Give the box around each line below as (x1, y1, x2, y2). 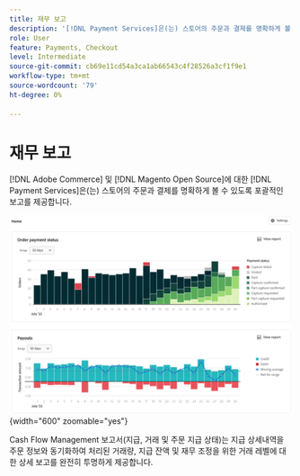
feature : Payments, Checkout (9, 43, 119, 52)
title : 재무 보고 (9, 14, 67, 23)
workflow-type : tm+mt (9, 72, 91, 81)
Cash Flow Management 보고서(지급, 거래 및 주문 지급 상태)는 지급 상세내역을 (9, 434, 285, 445)
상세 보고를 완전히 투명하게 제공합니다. (18, 456, 154, 467)
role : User (9, 33, 50, 42)
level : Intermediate (9, 52, 87, 62)
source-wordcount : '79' (9, 81, 99, 90)
